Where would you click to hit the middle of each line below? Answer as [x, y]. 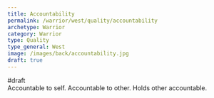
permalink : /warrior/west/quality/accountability [83, 21]
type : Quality [29, 40]
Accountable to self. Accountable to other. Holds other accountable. [107, 88]
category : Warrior [35, 34]
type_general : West [36, 47]
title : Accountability [41, 14]
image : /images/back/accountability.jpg [68, 54]
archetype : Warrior [36, 27]
